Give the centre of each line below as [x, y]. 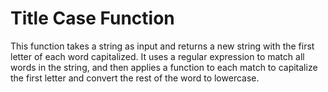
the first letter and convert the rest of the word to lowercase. [135, 78]
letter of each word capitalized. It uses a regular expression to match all [157, 56]
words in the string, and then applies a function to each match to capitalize [164, 67]
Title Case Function [92, 18]
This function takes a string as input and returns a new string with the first [162, 46]
